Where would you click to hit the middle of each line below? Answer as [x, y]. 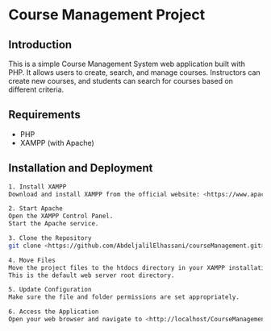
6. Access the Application [54, 312]
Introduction [40, 45]
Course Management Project [107, 15]
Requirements [44, 115]
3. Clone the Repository [50, 238]
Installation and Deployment [81, 168]
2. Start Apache [35, 209]
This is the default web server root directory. [92, 275]
